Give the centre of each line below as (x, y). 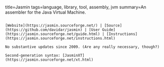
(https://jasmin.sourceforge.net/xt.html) (49, 60)
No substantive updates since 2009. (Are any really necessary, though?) (82, 47)
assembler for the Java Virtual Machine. (46, 12)
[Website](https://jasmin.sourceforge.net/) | (54, 25)
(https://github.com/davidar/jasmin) (44, 30)
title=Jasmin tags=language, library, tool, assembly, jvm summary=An (76, 7)
